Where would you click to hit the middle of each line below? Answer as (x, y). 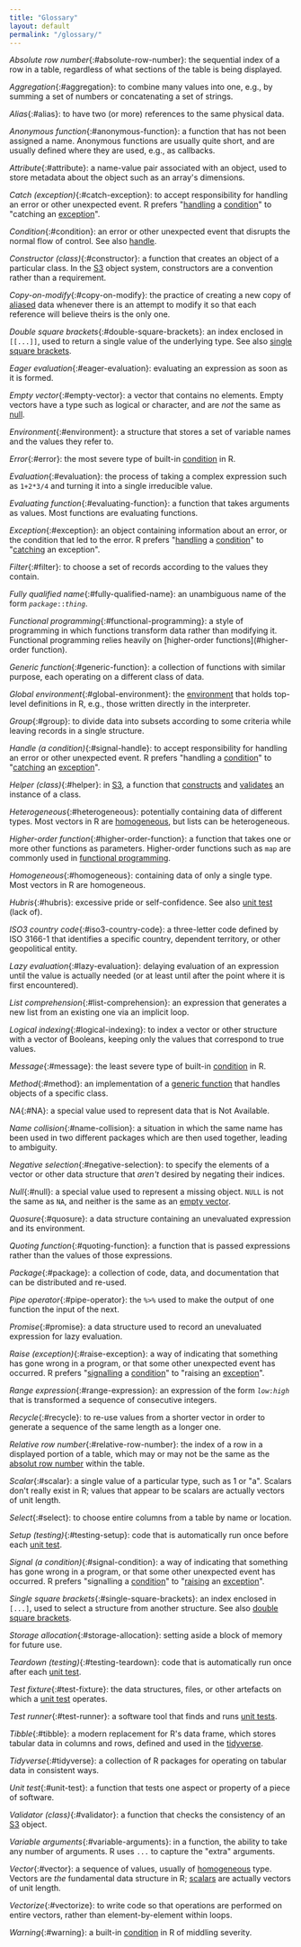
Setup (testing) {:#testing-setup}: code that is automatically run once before (149, 1535)
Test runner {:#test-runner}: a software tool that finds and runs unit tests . (143, 1716)
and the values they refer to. (62, 441)
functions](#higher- (252, 640)
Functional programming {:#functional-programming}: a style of (127, 621)
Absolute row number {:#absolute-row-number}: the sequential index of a (145, 60)
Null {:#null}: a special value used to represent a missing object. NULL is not (147, 1192)
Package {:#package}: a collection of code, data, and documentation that (144, 1273)
